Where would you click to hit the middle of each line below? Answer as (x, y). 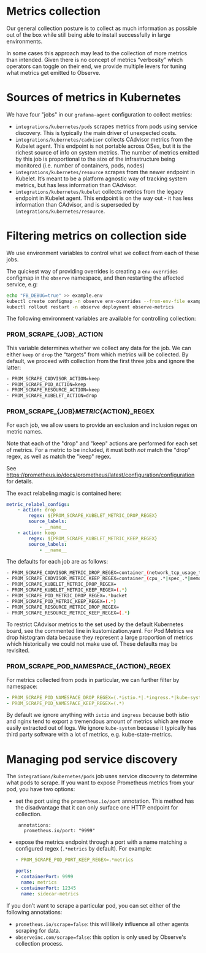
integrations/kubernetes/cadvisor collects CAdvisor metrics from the (104, 139)
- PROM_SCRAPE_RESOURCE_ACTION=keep (53, 390)
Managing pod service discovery (92, 759)
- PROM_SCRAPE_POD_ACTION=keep (46, 385)
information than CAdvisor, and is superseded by (77, 204)
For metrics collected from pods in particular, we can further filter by (93, 679)
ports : (24, 871)
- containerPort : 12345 (46, 888)
